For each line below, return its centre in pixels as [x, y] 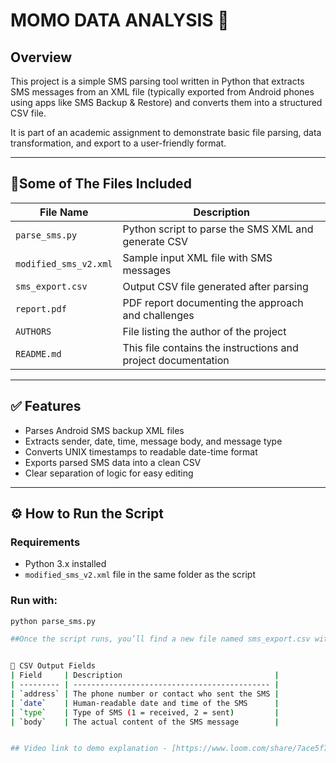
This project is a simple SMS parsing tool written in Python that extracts [157, 81]
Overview [41, 57]
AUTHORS [33, 331]
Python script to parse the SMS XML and [218, 229]
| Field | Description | [145, 675]
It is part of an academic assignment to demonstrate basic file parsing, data [166, 132]
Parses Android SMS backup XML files [104, 430]
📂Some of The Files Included [101, 184]
